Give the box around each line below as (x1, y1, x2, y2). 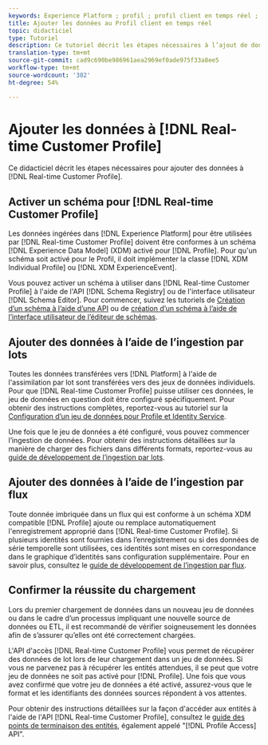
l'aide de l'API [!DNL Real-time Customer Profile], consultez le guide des (8, 712, 246, 722)
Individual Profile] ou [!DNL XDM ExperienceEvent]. (8, 263, 177, 273)
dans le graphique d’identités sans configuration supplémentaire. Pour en (8, 552, 250, 561)
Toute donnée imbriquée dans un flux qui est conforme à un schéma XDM (8, 509, 251, 519)
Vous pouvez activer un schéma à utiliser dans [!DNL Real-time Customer (8, 278, 250, 288)
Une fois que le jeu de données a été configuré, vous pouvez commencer (8, 427, 250, 436)
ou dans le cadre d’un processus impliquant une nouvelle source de (8, 613, 231, 623)
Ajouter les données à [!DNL (8, 120, 199, 138)
